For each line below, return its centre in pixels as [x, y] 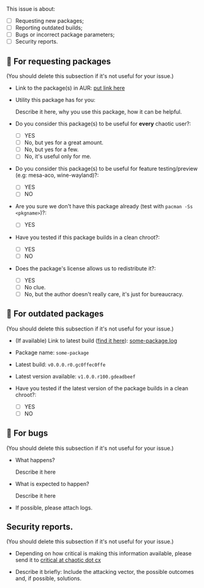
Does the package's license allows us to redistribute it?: [85, 268]
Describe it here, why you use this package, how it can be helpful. [99, 112]
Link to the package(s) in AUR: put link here [70, 88]
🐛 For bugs [27, 433]
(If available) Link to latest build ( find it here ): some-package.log [96, 340]
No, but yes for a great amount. [64, 143]
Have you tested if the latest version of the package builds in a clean [102, 388]
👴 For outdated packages [55, 314]
